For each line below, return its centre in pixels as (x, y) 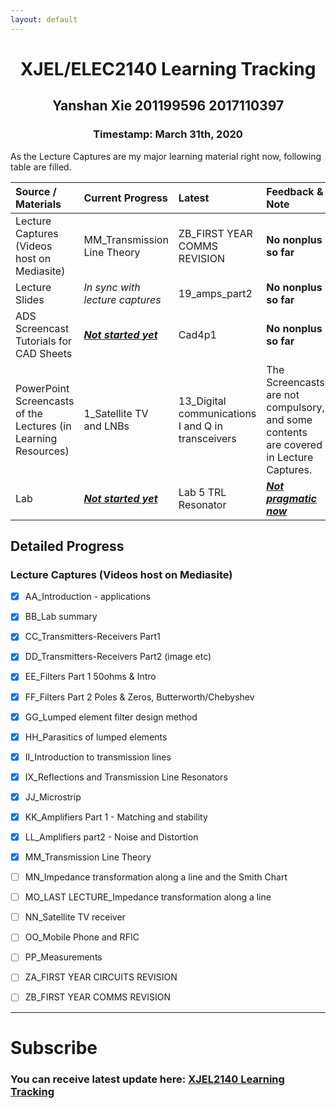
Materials (38, 204)
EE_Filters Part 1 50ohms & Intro (90, 677)
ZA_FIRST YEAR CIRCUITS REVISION (101, 977)
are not (283, 394)
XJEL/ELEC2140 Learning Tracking (168, 68)
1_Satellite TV (116, 413)
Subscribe (54, 1047)
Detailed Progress (67, 546)
